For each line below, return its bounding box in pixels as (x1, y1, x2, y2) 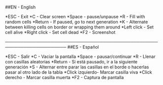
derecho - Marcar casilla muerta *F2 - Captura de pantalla (5, 75, 124, 80)
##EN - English (5, 4, 36, 10)
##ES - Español (67, 44, 99, 50)
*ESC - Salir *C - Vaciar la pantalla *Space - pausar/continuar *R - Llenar (5, 54, 156, 59)
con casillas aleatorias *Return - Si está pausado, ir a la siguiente (5, 59, 138, 64)
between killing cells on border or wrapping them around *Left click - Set (5, 24, 154, 30)
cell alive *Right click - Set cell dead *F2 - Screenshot (5, 29, 116, 35)
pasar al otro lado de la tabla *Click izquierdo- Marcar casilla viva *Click (5, 69, 152, 75)
